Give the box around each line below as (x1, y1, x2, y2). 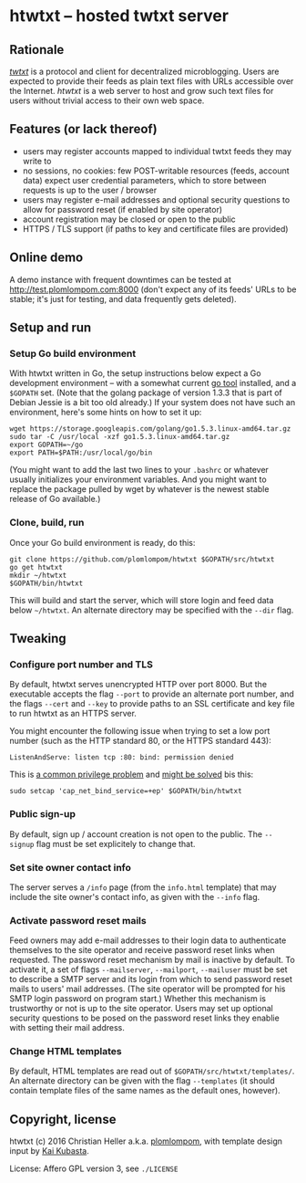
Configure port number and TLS (9, 658, 153, 671)
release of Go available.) (9, 494, 101, 505)
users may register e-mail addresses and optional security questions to (22, 194, 291, 205)
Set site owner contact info (9, 861, 132, 874)
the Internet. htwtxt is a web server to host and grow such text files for (9, 86, 274, 96)
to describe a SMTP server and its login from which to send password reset (9, 974, 293, 985)
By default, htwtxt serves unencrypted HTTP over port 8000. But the (9, 679, 267, 690)
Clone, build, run (9, 517, 85, 529)
